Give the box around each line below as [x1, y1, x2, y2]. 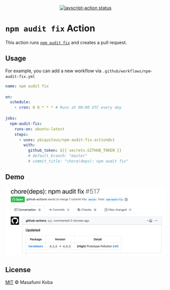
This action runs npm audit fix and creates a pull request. [5, 39, 127, 45]
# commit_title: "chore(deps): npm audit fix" [27, 159, 129, 164]
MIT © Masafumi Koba [5, 279, 53, 285]
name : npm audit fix [5, 83, 49, 89]
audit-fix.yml [5, 74, 36, 79]
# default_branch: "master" [27, 153, 88, 159]
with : [23, 142, 36, 148]
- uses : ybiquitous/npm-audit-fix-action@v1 [18, 137, 115, 142]
